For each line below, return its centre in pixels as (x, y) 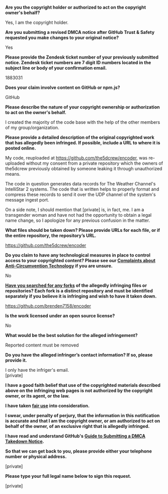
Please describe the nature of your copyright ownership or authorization (82, 107)
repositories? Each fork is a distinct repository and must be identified (79, 291)
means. (13, 174)
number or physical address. (36, 456)
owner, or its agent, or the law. (37, 396)
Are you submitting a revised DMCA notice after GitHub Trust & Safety (80, 32)
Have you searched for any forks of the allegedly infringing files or (76, 285)
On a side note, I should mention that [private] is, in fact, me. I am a (75, 210)
